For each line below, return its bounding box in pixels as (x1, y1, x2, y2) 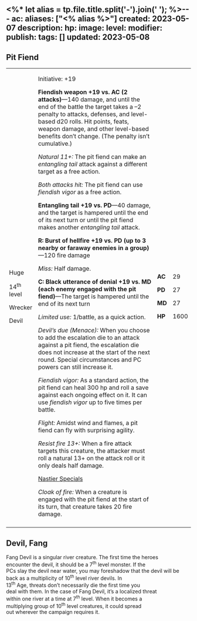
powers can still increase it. (38, 363, 113, 371)
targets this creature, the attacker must (38, 447, 145, 455)
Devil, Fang (6, 538, 48, 548)
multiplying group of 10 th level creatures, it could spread (6, 601, 142, 609)
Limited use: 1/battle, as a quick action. (38, 313, 146, 321)
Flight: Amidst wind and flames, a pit (38, 419, 138, 427)
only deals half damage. (38, 462, 104, 470)
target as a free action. (38, 168, 101, 176)
